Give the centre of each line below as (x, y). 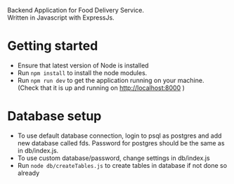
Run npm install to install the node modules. (82, 72)
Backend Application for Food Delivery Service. (76, 10)
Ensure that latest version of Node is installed (83, 65)
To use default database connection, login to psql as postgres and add (119, 136)
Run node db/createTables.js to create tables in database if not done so (122, 165)
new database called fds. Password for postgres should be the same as (121, 143)
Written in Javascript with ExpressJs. (61, 18)
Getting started (53, 46)
